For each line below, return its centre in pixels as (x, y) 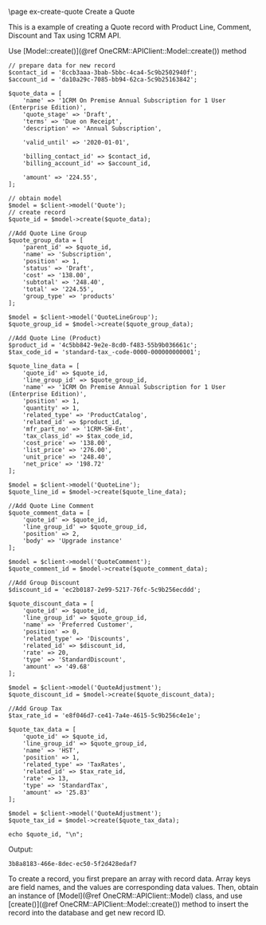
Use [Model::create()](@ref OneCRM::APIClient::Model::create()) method (127, 51)
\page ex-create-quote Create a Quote (72, 12)
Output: (21, 849)
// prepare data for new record (62, 66)
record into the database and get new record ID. (87, 913)
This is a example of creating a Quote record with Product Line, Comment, (130, 27)
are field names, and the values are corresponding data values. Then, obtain (133, 887)
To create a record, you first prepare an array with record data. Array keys (129, 879)
